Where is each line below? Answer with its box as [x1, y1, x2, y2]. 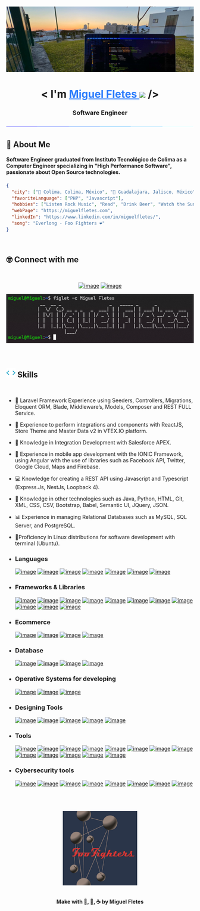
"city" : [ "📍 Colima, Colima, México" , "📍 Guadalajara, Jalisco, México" [11, 189, 196, 195]
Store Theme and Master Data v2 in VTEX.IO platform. [14, 427, 148, 435]
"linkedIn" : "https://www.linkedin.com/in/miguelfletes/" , [11, 214, 161, 220]
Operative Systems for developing [14, 674, 116, 683]
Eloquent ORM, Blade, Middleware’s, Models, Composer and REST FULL [14, 403, 192, 411]
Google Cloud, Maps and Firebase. [14, 463, 101, 471]
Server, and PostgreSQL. [14, 522, 76, 529]
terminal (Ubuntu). [14, 540, 60, 547]
